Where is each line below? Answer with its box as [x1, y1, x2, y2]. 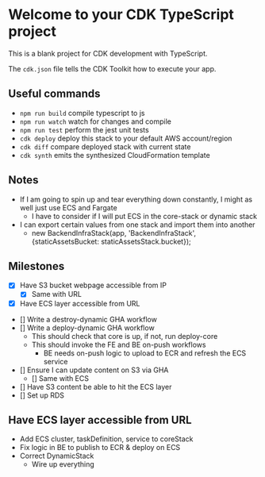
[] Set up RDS [19, 390, 65, 400]
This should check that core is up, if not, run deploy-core [31, 331, 218, 340]
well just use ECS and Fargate [19, 202, 117, 212]
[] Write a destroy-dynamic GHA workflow [19, 314, 157, 324]
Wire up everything [31, 460, 95, 469]
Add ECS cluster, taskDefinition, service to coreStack [19, 434, 194, 444]
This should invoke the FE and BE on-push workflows [31, 340, 206, 349]
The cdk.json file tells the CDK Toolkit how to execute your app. [8, 63, 217, 73]
